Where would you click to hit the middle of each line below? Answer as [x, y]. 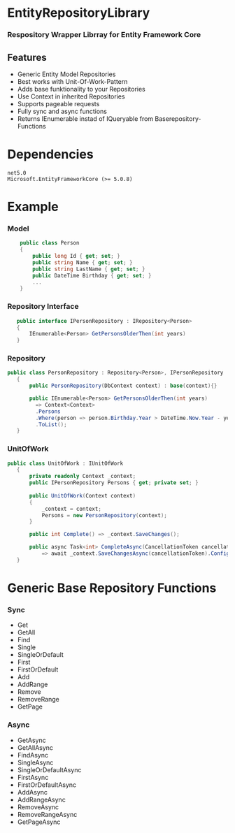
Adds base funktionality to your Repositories [81, 89]
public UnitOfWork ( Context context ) [83, 495]
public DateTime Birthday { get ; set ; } [92, 275]
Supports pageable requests [58, 103]
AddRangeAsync [42, 799]
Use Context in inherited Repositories [71, 96]
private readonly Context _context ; [83, 477]
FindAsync [33, 755]
